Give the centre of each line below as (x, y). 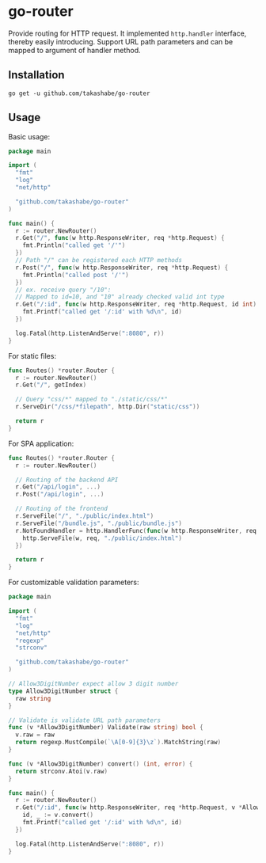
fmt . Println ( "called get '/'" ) (74, 245)
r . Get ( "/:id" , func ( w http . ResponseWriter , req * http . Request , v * (129, 808)
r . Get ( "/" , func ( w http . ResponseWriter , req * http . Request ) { (120, 238)
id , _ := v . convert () (58, 815)
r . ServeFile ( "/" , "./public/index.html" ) (85, 516)
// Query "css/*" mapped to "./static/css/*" (92, 399)
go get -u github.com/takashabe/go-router (79, 93)
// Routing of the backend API (67, 480)
